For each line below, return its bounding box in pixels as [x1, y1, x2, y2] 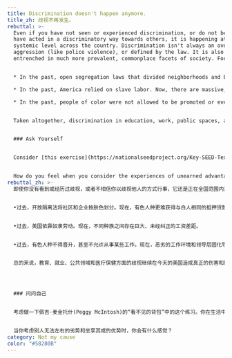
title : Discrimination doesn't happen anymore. [7, 10, 147, 17]
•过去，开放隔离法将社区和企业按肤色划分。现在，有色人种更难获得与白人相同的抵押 [13, 204, 217, 211]
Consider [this [13, 154, 57, 161]
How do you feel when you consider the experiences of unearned [13, 173, 202, 180]
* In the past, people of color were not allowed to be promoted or [13, 98, 215, 106]
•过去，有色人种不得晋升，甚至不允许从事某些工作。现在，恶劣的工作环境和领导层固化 [13, 241, 222, 248]
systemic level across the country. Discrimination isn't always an [13, 42, 215, 49]
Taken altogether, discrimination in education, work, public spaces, [13, 117, 221, 124]
